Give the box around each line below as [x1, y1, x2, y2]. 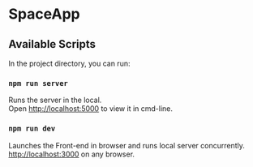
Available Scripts [8, 37, 96, 51]
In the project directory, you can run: [8, 58, 131, 68]
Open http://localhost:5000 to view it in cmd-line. [8, 104, 173, 113]
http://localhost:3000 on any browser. [8, 149, 135, 159]
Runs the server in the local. [8, 95, 102, 105]
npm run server [8, 79, 69, 88]
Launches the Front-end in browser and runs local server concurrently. [8, 140, 245, 150]
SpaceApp [8, 5, 80, 24]
